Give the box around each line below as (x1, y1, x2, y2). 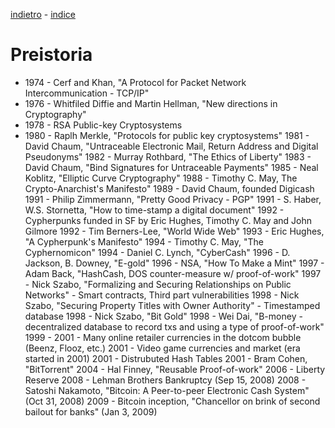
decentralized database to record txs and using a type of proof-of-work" (24, 320, 325, 333)
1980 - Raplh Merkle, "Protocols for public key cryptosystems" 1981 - (24, 129, 310, 141)
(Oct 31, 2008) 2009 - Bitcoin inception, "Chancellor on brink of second (24, 395, 321, 407)
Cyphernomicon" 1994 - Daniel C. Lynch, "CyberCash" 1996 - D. (24, 246, 291, 258)
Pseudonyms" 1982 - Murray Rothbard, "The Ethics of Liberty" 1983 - (24, 150, 312, 163)
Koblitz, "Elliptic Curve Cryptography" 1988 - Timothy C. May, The (24, 172, 298, 184)
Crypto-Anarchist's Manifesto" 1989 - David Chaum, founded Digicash (24, 182, 315, 194)
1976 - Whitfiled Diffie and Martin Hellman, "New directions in (24, 97, 278, 109)
